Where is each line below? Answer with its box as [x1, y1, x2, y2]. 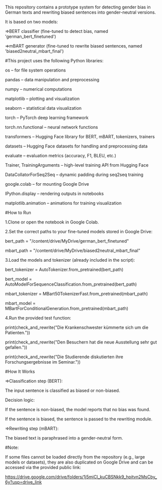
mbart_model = [5, 300, 36, 306]
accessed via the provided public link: [5, 465, 81, 470]
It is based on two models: [5, 19, 58, 24]
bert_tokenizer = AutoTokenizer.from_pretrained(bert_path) [5, 267, 123, 272]
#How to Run [5, 210, 32, 215]
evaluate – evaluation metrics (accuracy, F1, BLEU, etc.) [5, 153, 116, 158]
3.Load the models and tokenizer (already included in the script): [5, 257, 135, 263]
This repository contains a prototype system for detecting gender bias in [5, 4, 151, 10]
